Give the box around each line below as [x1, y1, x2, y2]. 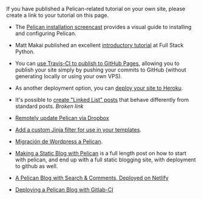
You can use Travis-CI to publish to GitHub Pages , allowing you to [15, 60, 180, 67]
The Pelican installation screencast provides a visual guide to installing [15, 24, 192, 30]
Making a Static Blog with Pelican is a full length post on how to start [15, 150, 187, 157]
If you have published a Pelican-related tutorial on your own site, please [6, 5, 186, 12]
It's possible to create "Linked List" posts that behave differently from [15, 96, 189, 103]
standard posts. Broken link [15, 103, 84, 110]
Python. [15, 48, 35, 55]
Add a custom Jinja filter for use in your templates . [15, 126, 141, 133]
